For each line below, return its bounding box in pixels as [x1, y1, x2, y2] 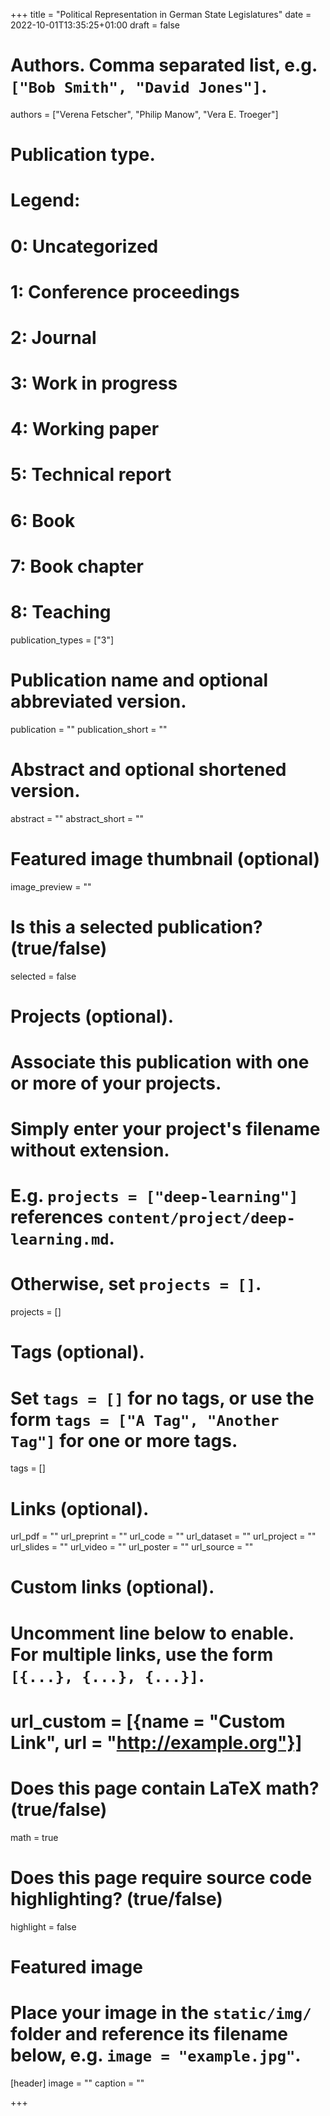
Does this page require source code [10, 1866, 313, 1889]
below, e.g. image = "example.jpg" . [10, 2044, 302, 2067]
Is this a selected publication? [10, 915, 263, 938]
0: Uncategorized [10, 235, 159, 258]
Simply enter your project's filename [10, 1118, 321, 1141]
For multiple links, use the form [10, 1643, 274, 1666]
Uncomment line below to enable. [10, 1622, 295, 1644]
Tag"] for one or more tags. [10, 1429, 238, 1452]
